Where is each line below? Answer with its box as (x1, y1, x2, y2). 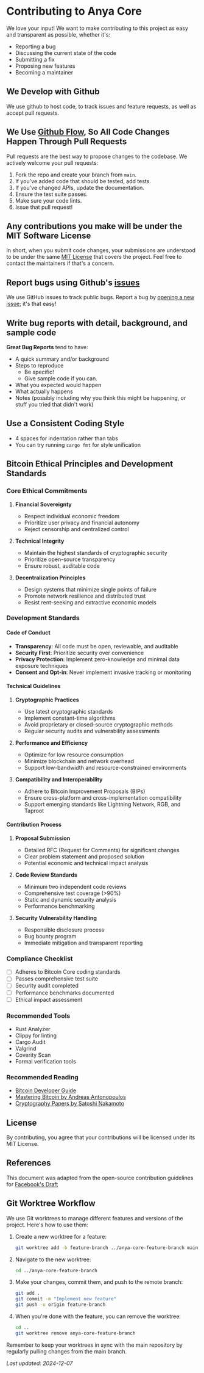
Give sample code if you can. (24, 375, 97, 382)
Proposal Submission (15, 835, 71, 842)
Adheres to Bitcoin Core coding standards (15, 968, 121, 976)
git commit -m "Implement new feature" (15, 1296, 117, 1302)
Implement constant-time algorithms (24, 714, 116, 722)
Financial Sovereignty (15, 501, 72, 508)
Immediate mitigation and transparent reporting (24, 939, 143, 947)
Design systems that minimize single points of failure (24, 585, 157, 593)
